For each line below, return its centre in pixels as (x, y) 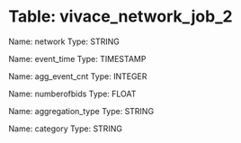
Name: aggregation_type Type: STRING (81, 111)
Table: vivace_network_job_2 (120, 17)
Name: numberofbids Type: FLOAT (72, 94)
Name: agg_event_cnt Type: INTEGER (78, 76)
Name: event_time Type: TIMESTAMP (77, 58)
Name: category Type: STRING (66, 129)
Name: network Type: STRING (64, 41)
